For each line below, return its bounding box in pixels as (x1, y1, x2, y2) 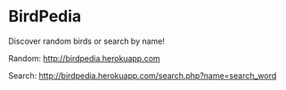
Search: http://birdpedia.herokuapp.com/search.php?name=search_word (8, 70, 277, 81)
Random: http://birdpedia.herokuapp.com (8, 53, 161, 63)
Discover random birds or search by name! (8, 36, 166, 46)
